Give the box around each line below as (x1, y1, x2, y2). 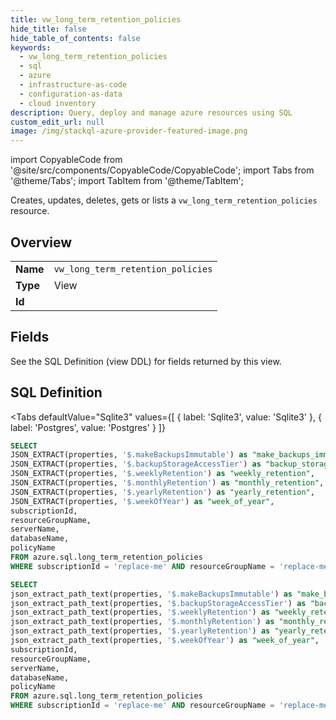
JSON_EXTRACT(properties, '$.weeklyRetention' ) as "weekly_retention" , (10, 469, 315, 479)
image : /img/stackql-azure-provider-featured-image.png (10, 126, 248, 136)
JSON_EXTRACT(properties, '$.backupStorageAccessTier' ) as (10, 459, 262, 470)
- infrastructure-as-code (19, 80, 128, 90)
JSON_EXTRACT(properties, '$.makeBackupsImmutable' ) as (10, 450, 248, 460)
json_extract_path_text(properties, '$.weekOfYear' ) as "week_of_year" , (10, 636, 320, 646)
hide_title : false (10, 24, 87, 34)
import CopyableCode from (10, 154, 123, 166)
